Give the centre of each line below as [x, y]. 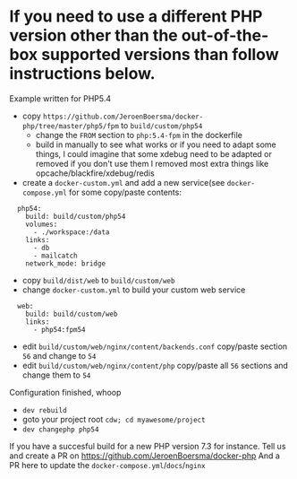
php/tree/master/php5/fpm [70, 126]
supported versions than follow [160, 55]
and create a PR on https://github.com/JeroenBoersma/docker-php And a [144, 456]
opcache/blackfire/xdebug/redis [95, 173]
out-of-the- [225, 35]
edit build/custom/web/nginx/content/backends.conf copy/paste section [155, 346]
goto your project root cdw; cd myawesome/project [114, 419]
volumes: [42, 224]
